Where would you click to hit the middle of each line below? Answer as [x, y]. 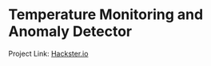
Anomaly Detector [70, 31]
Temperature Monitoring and [106, 15]
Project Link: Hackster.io [48, 53]
